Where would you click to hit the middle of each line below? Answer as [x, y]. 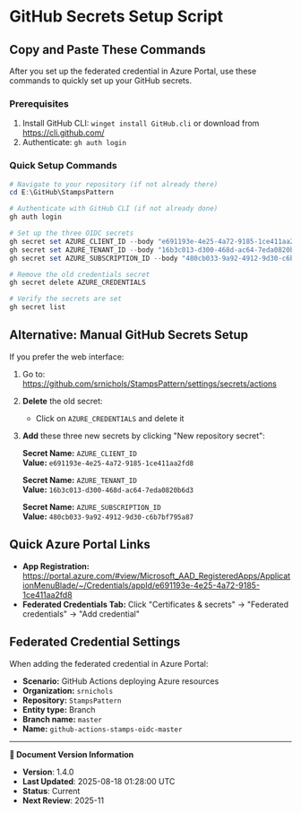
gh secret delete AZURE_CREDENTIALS [77, 283]
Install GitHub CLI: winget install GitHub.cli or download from [141, 124]
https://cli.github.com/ [63, 133]
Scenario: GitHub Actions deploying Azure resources [120, 681]
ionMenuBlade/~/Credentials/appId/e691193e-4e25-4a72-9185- [141, 585]
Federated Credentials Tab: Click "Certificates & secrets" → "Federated [155, 604]
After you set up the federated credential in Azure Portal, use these [133, 71]
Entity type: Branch [59, 709]
